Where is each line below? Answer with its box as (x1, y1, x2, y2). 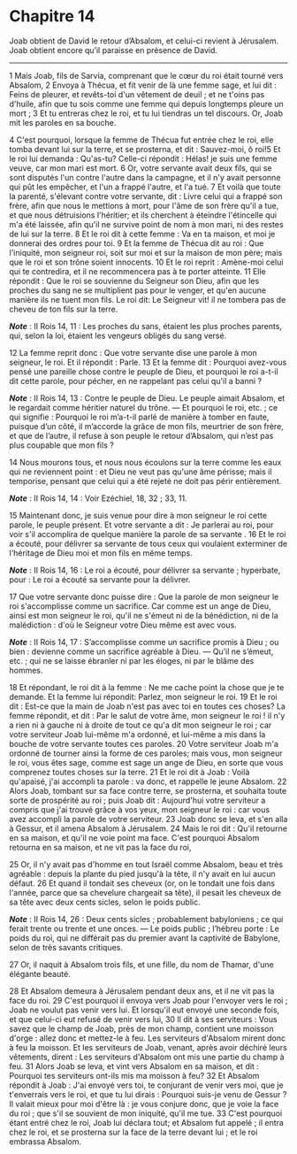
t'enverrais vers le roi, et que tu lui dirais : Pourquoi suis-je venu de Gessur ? (9, 1089, 287, 1099)
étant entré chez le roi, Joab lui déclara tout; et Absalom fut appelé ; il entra (9, 1117, 285, 1127)
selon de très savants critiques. (9, 942, 124, 952)
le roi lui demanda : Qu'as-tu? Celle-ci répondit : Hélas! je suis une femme (9, 153, 278, 164)
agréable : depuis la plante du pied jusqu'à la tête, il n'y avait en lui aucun (9, 868, 276, 879)
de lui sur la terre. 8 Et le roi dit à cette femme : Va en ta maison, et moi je (9, 228, 276, 239)
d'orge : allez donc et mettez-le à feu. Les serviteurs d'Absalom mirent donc (9, 1033, 286, 1043)
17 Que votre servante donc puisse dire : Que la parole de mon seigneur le (9, 591, 279, 602)
